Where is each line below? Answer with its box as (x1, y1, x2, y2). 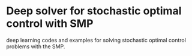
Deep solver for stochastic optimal (6, 4, 182, 18)
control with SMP (6, 17, 94, 30)
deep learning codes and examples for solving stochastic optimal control (6, 36, 186, 43)
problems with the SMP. (6, 43, 65, 50)
